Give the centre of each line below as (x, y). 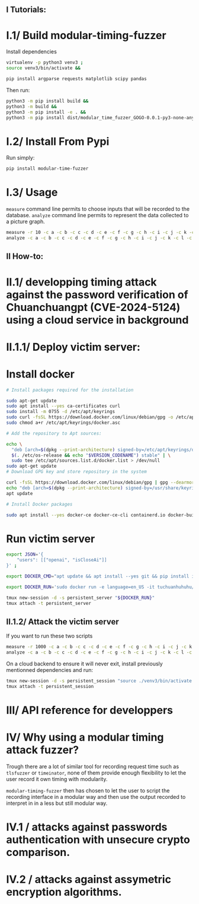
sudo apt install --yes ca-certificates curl (63, 406)
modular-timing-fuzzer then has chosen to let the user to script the (88, 790)
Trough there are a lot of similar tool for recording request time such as (93, 766)
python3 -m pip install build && (47, 101)
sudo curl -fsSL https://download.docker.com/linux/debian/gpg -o (90, 417)
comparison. (38, 853)
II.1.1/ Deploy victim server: (73, 347)
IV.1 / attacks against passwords (87, 827)
